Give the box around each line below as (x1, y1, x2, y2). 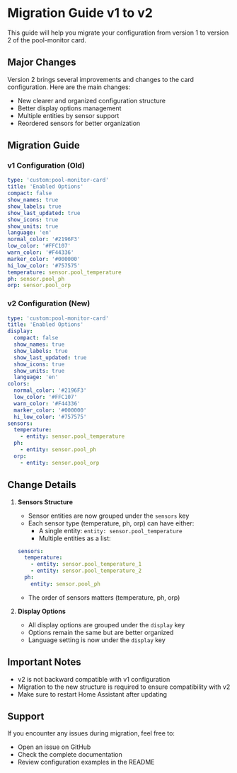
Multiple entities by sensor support (17, 111, 120, 120)
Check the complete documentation (17, 750, 122, 759)
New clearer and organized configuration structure (17, 96, 166, 105)
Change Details (7, 479, 76, 491)
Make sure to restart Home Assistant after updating (17, 690, 168, 698)
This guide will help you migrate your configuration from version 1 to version (7, 28, 229, 37)
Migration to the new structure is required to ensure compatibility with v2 (17, 682, 231, 691)
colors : (7, 380, 30, 388)
